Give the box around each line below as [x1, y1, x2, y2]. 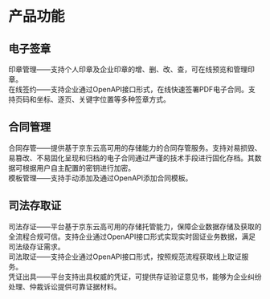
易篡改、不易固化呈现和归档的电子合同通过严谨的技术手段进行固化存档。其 [8, 153, 255, 163]
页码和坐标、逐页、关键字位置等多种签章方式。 [14, 95, 170, 104]
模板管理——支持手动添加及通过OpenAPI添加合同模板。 [8, 173, 193, 183]
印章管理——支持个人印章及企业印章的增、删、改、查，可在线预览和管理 [8, 65, 247, 74]
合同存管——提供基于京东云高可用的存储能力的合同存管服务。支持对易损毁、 [8, 143, 262, 152]
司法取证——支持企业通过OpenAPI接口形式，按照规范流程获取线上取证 [8, 252, 243, 261]
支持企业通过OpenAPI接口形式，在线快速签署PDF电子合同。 [50, 85, 249, 94]
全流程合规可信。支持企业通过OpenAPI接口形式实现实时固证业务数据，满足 [8, 232, 256, 241]
